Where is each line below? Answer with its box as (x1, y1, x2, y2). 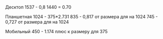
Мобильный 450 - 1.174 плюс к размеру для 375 (5, 29, 108, 34)
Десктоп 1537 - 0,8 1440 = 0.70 (5, 4, 72, 10)
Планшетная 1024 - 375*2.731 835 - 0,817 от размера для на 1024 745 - (5, 14, 158, 19)
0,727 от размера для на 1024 (5, 19, 69, 25)
